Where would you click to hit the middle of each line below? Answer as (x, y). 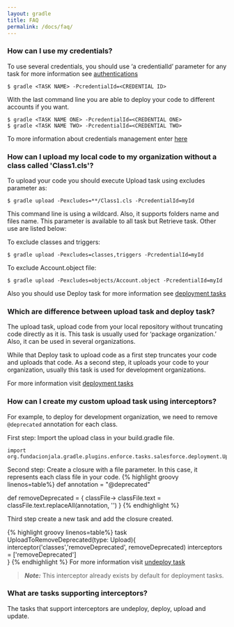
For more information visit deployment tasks (70, 384)
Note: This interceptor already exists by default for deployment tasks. (124, 575)
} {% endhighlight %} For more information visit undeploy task (96, 561)
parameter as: (27, 188)
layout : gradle (29, 14)
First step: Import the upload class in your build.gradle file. (91, 437)
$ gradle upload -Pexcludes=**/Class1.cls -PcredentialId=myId (101, 201)
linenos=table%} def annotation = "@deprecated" (79, 484)
